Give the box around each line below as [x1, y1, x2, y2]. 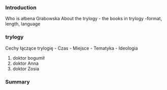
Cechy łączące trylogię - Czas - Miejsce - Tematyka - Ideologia [5, 45, 138, 51]
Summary [5, 78, 30, 85]
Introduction [5, 4, 37, 11]
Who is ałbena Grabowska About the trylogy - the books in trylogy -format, [5, 16, 162, 22]
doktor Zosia [12, 65, 40, 72]
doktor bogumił [12, 55, 45, 61]
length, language [5, 21, 41, 27]
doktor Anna [12, 60, 39, 66]
